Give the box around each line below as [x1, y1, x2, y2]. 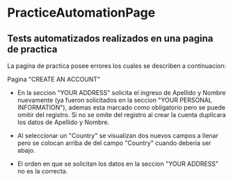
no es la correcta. [17, 167, 68, 175]
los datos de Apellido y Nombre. [17, 118, 110, 126]
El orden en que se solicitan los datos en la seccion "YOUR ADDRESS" [17, 160, 219, 168]
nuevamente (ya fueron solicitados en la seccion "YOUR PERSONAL [17, 96, 212, 104]
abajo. [17, 146, 36, 154]
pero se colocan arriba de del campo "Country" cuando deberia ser [17, 139, 211, 147]
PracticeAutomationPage [7, 5, 156, 21]
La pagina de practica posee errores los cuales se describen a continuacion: [7, 62, 227, 70]
